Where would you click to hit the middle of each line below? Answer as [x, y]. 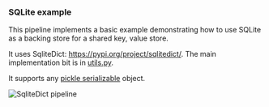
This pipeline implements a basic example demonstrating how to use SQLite [135, 30]
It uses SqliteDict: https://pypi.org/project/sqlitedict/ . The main [113, 54]
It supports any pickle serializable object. [77, 79]
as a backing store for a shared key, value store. [88, 38]
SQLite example [40, 12]
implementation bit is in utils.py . [61, 62]
